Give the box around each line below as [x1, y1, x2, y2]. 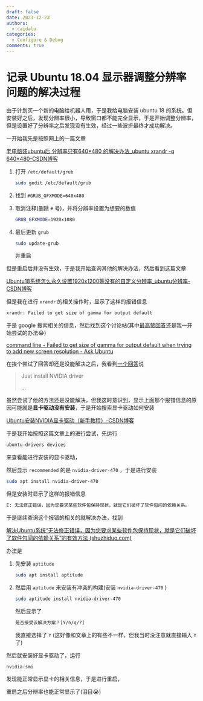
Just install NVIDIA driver [21, 372, 84, 380]
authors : [6, 20, 28, 26]
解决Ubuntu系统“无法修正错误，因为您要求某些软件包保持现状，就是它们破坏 [6, 526, 196, 534]
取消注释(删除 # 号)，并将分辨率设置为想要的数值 [14, 204, 137, 212]
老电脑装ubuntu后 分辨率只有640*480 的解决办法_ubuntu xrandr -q [6, 147, 175, 155]
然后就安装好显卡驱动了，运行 [6, 651, 80, 659]
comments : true [6, 43, 45, 49]
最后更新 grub [14, 228, 50, 236]
